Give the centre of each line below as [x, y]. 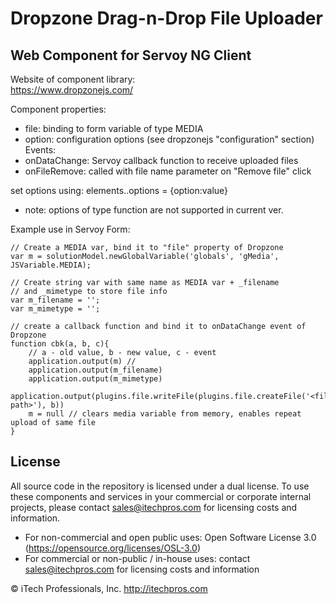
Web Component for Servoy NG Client [131, 55]
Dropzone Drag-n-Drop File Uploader [166, 18]
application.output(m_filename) [95, 370]
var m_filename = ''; [55, 300]
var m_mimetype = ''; [55, 309]
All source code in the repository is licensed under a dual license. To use [160, 486]
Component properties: [58, 109]
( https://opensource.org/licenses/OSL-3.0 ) [113, 548]
